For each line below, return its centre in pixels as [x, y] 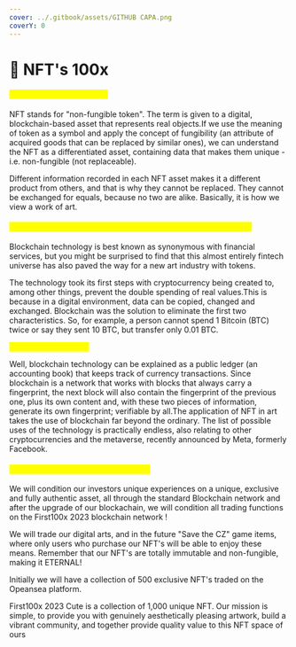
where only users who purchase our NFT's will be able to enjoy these [136, 544]
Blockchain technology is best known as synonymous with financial [132, 247]
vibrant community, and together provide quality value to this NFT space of [146, 625]
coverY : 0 [27, 26]
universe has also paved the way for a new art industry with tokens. [132, 266]
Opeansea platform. [46, 589]
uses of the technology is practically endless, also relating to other [131, 430]
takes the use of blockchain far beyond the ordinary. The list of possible [140, 421]
